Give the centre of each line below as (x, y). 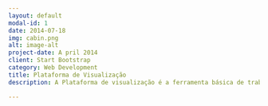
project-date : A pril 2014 (53, 53)
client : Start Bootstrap (49, 61)
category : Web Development (53, 68)
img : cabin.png (33, 38)
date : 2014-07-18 (37, 30)
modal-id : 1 (28, 23)
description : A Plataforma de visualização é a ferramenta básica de (126, 82)
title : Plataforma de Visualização (67, 75)
